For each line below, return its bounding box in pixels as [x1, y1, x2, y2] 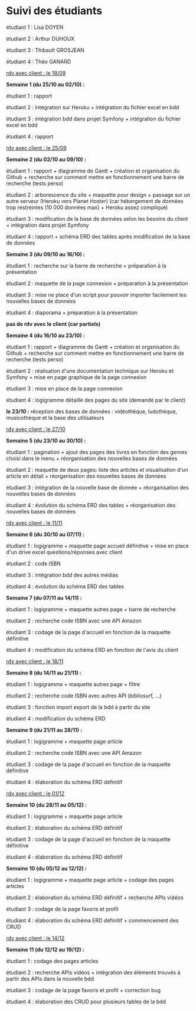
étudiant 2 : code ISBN [6, 560, 61, 567]
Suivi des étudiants [6, 4, 103, 18]
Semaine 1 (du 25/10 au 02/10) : [6, 81, 85, 88]
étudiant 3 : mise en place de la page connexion [6, 385, 123, 392]
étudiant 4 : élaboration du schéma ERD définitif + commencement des [6, 917, 179, 924]
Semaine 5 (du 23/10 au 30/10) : [6, 437, 86, 444]
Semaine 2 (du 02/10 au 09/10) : [6, 155, 87, 163]
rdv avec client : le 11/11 [6, 519, 63, 526]
